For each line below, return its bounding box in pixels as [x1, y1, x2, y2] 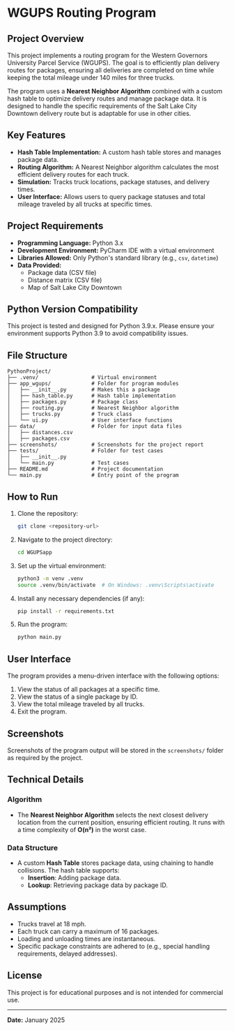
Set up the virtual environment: [17, 561, 107, 570]
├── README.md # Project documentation [7, 466, 164, 473]
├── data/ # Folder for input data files [7, 423, 182, 430]
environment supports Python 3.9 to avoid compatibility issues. [7, 329, 189, 338]
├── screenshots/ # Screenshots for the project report [7, 441, 204, 448]
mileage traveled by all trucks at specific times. [17, 200, 153, 208]
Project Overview [7, 33, 84, 45]
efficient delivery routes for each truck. [17, 170, 130, 179]
